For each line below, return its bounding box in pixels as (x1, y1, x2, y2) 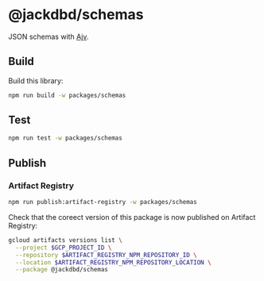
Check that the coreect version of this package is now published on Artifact (8, 212, 256, 221)
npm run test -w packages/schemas (8, 134, 123, 142)
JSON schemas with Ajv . (8, 32, 89, 41)
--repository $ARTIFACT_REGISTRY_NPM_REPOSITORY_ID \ (15, 251, 197, 259)
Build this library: (8, 75, 64, 85)
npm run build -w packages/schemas (8, 91, 126, 99)
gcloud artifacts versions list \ (8, 236, 123, 244)
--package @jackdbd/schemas (15, 266, 109, 274)
